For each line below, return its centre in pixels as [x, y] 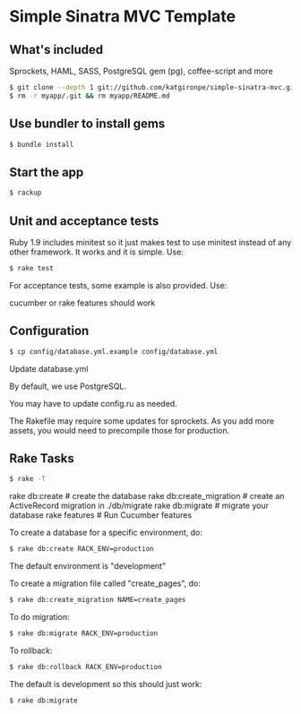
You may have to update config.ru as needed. [93, 403]
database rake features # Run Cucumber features [101, 515]
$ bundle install [42, 144]
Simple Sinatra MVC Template [122, 17]
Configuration [49, 331]
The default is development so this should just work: [106, 684]
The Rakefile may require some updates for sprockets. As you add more [142, 421]
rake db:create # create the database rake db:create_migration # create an [147, 496]
